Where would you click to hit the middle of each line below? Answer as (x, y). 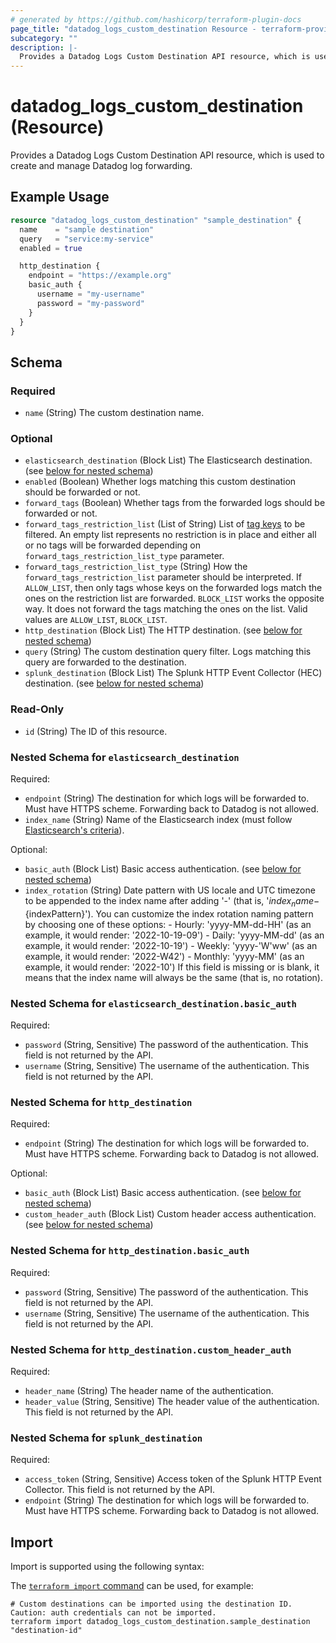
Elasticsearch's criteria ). (74, 830)
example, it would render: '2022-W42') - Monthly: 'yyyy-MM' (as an (164, 956)
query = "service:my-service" (87, 239)
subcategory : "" (44, 38)
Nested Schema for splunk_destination (106, 1438)
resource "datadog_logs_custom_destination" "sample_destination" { (156, 220)
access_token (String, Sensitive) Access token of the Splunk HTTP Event (173, 1479)
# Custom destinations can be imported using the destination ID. (151, 1604)
